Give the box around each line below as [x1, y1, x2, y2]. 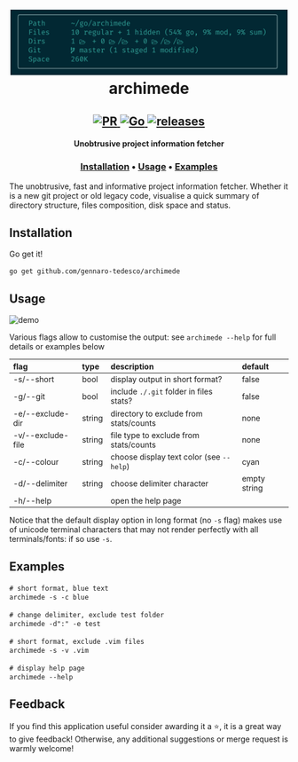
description [110, 361, 154, 372]
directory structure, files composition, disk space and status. [9, 200, 231, 210]
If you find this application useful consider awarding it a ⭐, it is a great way [9, 720, 282, 731]
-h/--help [12, 495, 51, 506]
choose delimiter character [110, 478, 209, 489]
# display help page [9, 664, 86, 672]
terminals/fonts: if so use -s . [9, 534, 113, 544]
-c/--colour [12, 456, 59, 467]
